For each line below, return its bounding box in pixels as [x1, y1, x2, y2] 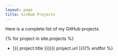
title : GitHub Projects [5, 12, 56, 17]
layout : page [5, 7, 33, 12]
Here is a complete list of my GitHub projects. [5, 25, 100, 31]
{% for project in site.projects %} [5, 35, 74, 41]
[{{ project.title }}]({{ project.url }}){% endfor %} [12, 45, 113, 51]
